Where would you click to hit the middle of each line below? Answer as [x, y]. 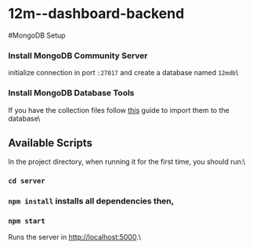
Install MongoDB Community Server [78, 56]
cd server [27, 181]
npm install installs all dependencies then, [91, 201]
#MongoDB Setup [37, 35]
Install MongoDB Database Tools [71, 93]
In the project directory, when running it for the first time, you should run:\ [127, 162]
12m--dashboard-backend [96, 14]
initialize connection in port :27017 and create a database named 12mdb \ [123, 73]
